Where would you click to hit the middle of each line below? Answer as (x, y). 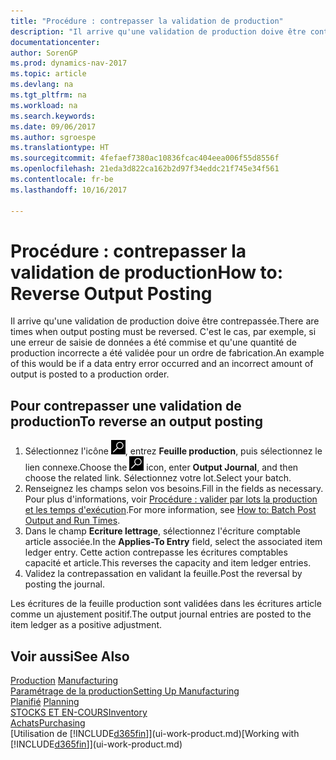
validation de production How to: (147, 272)
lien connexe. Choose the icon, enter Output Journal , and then (161, 467)
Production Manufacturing (64, 681)
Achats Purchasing (48, 723)
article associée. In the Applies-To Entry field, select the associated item (173, 542)
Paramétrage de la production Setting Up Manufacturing (125, 691)
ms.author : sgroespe (53, 137)
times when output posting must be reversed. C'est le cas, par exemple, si (163, 332)
